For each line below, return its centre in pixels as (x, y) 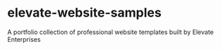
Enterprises (24, 39)
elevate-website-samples (84, 13)
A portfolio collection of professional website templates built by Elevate (110, 32)
